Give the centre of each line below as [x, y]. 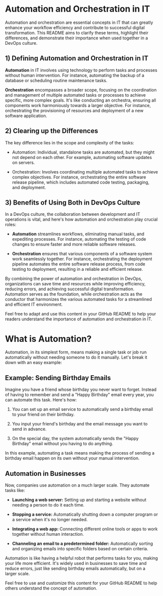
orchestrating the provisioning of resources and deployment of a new [74, 110]
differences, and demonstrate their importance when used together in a [76, 38]
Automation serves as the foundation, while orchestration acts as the [74, 294]
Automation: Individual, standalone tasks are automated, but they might [83, 152]
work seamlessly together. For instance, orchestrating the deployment [82, 259]
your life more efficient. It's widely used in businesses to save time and [76, 563]
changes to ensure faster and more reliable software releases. [74, 245]
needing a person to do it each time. [48, 505]
